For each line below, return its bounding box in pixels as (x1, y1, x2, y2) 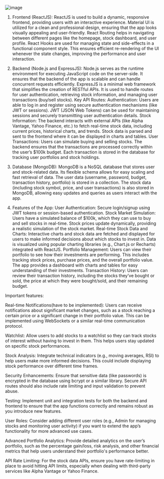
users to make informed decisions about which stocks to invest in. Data (12, 236, 156, 242)
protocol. (5, 323, 23, 329)
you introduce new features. (5, 408, 62, 414)
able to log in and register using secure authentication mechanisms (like (12, 102, 158, 108)
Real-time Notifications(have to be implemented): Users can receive (5, 302, 142, 308)
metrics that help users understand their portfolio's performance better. (5, 448, 149, 454)
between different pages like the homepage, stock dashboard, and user (12, 35, 157, 41)
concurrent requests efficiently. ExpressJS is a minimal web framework (12, 81, 156, 87)
